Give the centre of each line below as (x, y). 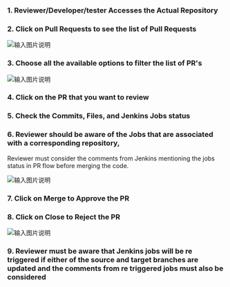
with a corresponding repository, (64, 143)
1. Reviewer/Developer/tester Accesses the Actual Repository (113, 10)
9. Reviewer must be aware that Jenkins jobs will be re (100, 251)
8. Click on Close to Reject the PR (64, 216)
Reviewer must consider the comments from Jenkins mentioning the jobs (111, 158)
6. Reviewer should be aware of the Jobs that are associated (111, 135)
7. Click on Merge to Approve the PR (68, 198)
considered (27, 277)
